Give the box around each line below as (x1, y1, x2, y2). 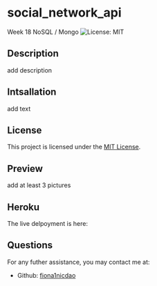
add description (7, 66, 53, 74)
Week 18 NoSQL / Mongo (7, 28, 80, 36)
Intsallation (7, 86, 57, 98)
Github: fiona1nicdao (17, 271, 76, 279)
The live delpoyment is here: (7, 220, 89, 227)
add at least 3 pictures (7, 181, 71, 189)
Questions (7, 240, 53, 251)
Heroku (7, 201, 40, 213)
